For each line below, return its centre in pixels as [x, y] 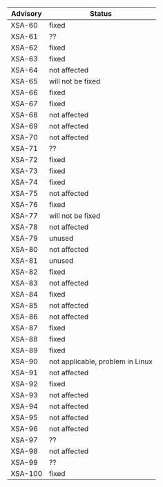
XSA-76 [24, 205]
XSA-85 [24, 305]
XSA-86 [24, 317]
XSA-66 [24, 92]
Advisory [27, 13]
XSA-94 [24, 406]
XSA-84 [24, 294]
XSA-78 [24, 227]
